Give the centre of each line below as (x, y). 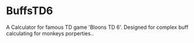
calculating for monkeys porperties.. (50, 33)
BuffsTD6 (30, 11)
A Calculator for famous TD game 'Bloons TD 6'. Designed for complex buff (97, 27)
